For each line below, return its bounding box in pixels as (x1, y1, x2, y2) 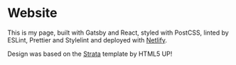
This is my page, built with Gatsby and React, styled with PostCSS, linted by (7, 28, 229, 37)
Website (7, 5, 58, 21)
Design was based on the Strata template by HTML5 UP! (7, 49, 173, 58)
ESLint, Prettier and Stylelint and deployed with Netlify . (7, 35, 168, 44)
